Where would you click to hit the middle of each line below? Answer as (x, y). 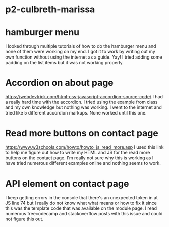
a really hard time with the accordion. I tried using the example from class (81, 102)
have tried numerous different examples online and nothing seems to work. (83, 163)
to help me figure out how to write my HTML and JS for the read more (78, 153)
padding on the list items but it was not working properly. (64, 63)
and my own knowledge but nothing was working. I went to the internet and (84, 107)
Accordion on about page (59, 83)
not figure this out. (24, 219)
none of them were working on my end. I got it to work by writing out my (80, 52)
